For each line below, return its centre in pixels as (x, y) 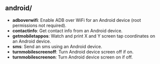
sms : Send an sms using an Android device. (57, 46)
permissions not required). (39, 25)
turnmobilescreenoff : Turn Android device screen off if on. (73, 52)
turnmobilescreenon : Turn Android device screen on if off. (72, 57)
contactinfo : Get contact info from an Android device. (67, 31)
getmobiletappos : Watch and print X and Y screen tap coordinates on (84, 36)
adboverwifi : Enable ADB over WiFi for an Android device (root (77, 20)
